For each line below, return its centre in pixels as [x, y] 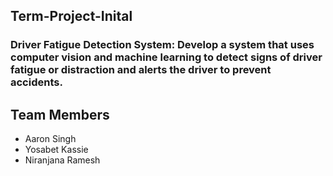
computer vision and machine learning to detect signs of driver [166, 57]
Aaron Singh [50, 139]
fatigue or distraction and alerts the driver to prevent [141, 70]
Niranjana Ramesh [62, 160]
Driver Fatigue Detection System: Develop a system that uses [162, 45]
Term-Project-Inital [71, 16]
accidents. [36, 82]
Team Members [60, 114]
